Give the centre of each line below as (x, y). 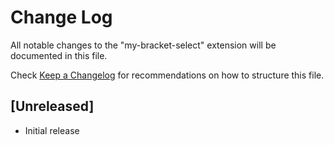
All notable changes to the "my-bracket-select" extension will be (143, 45)
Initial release (52, 130)
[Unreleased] (52, 106)
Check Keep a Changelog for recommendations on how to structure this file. (167, 75)
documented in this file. (59, 55)
